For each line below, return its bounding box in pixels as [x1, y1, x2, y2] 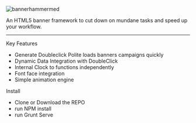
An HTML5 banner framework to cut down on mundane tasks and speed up [6, 17, 188, 23]
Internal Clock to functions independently [14, 64, 114, 70]
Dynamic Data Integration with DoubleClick [14, 57, 118, 64]
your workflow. [6, 23, 42, 30]
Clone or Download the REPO [14, 99, 86, 105]
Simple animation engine [14, 76, 74, 83]
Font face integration [14, 70, 65, 77]
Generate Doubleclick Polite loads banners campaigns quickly [14, 52, 164, 58]
